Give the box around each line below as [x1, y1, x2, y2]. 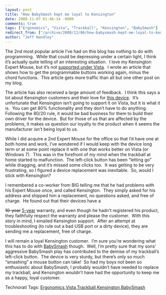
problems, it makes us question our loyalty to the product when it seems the [5, 121, 160, 126]
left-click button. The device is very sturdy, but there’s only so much [5, 253, 145, 259]
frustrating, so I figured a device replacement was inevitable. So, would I [5, 167, 154, 173]
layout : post [5, 7, 32, 12]
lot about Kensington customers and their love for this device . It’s [5, 94, 139, 100]
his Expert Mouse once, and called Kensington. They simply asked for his [5, 187, 156, 193]
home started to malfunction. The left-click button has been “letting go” [5, 157, 152, 163]
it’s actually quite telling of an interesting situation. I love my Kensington [5, 59, 152, 65]
